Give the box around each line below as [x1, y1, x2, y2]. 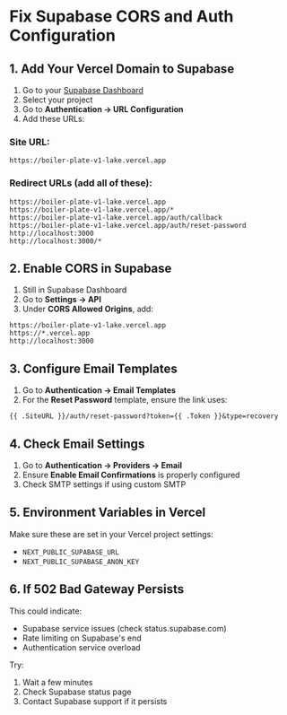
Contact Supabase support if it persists [22, 695, 168, 706]
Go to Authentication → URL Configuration [22, 104, 184, 114]
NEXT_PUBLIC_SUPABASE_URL [22, 547, 119, 557]
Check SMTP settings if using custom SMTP [22, 479, 187, 490]
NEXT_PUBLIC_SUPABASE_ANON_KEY [22, 557, 140, 566]
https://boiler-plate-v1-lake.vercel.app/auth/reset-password [9, 221, 247, 230]
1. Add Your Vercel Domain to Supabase [9, 61, 235, 76]
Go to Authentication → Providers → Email [22, 460, 182, 471]
